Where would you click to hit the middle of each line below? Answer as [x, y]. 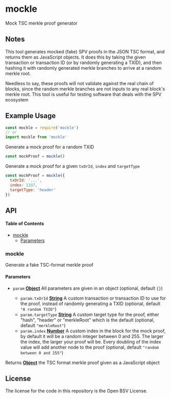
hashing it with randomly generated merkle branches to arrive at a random [83, 68]
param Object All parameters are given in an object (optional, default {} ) [88, 288]
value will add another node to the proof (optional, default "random [90, 347]
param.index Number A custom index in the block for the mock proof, [93, 331]
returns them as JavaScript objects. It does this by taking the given [76, 57]
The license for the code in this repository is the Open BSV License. [77, 391]
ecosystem [17, 99]
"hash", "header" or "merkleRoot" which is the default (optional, [87, 320]
